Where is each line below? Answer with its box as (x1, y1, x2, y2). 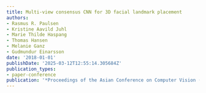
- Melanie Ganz (6, 43, 45, 50)
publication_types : (6, 65, 56, 72)
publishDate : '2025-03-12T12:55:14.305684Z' (6, 60, 122, 66)
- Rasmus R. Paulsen (6, 20, 59, 26)
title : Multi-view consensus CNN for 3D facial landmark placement (6, 9, 183, 15)
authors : (6, 15, 29, 21)
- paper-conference (6, 72, 56, 78)
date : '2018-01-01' (6, 54, 56, 61)
